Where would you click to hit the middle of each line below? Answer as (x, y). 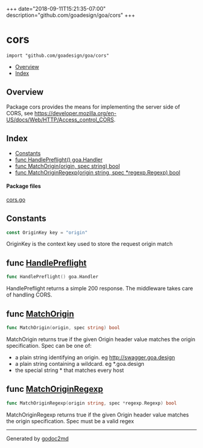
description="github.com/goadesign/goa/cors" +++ (71, 15)
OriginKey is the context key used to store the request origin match (90, 244)
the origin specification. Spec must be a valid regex (70, 421)
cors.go (16, 199)
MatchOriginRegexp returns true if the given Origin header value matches (98, 414)
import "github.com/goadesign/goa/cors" (58, 56)
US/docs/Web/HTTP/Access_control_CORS (60, 120)
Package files (24, 186)
